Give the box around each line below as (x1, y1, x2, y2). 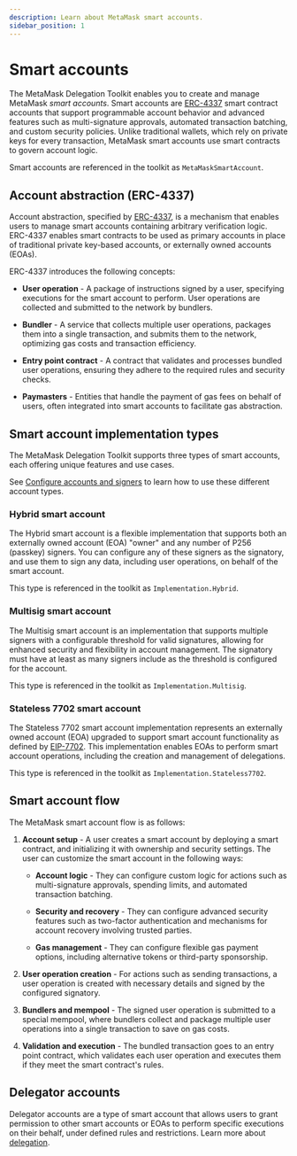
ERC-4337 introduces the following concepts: (9, 267, 176, 277)
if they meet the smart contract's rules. (21, 1059, 164, 1070)
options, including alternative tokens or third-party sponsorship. (34, 951, 268, 962)
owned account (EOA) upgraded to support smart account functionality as (9, 732, 279, 742)
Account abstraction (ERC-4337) (9, 188, 194, 203)
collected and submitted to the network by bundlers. (21, 302, 214, 313)
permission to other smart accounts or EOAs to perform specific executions (9, 1118, 285, 1129)
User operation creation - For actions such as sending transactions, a (21, 968, 278, 979)
